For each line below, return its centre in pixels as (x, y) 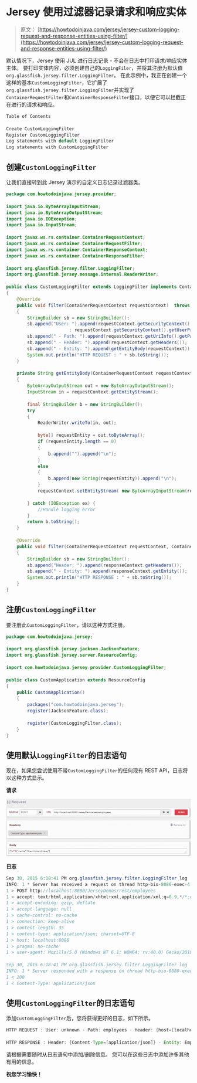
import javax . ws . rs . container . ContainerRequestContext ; (76, 237)
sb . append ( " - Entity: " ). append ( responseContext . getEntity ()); (107, 571)
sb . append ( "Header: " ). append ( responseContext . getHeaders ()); (105, 565)
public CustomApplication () (51, 692)
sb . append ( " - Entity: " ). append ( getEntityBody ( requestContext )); (110, 349)
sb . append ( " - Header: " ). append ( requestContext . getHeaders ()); (107, 342)
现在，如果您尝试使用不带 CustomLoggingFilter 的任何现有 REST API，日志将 (97, 770)
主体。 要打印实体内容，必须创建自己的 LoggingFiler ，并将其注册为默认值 (94, 67)
